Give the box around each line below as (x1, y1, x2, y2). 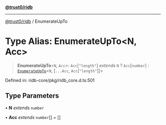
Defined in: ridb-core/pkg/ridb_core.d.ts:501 (5, 77, 95, 83)
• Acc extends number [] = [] (5, 114, 61, 120)
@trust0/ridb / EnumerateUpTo (5, 18, 68, 24)
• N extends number (5, 105, 44, 111)
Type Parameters (5, 91, 59, 100)
